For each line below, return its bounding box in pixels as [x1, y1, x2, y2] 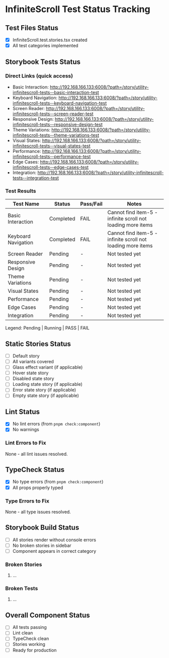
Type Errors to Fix [5, 497, 49, 504]
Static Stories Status [5, 340, 71, 348]
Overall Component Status [5, 611, 90, 619]
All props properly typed [12, 484, 63, 490]
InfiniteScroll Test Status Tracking [5, 4, 150, 15]
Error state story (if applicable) [12, 387, 76, 393]
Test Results [5, 187, 36, 194]
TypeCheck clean [12, 635, 49, 642]
